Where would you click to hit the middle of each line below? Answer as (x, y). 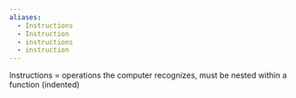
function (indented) (44, 85)
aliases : (25, 17)
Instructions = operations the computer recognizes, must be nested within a (148, 75)
